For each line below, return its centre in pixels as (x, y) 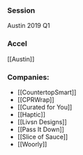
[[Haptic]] (31, 115)
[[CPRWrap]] (36, 99)
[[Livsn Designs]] (42, 121)
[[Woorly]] (32, 144)
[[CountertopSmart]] (47, 92)
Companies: (29, 77)
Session (21, 10)
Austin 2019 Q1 (29, 26)
